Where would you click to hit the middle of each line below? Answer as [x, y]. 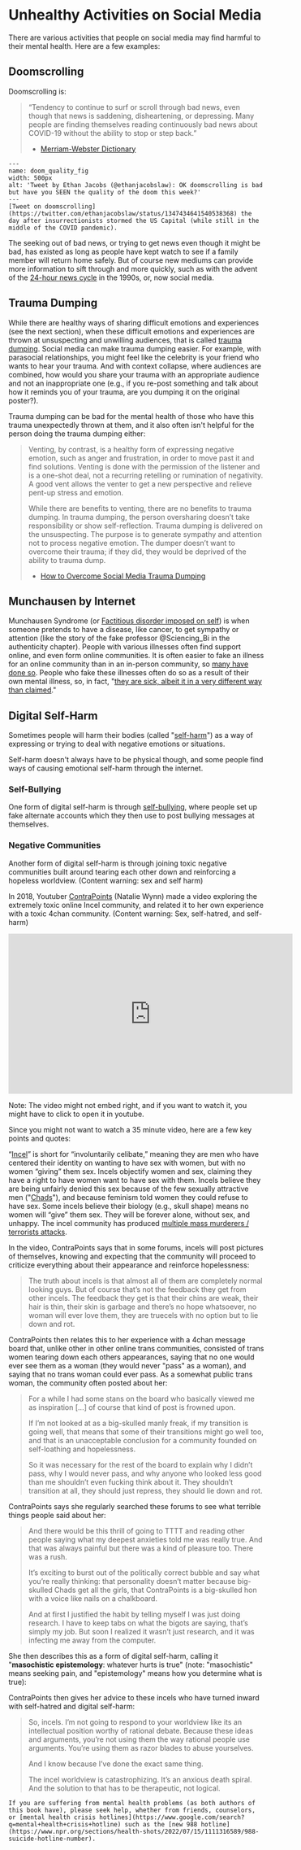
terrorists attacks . [38, 1232]
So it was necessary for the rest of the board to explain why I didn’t [140, 1464]
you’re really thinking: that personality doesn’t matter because [132, 1581]
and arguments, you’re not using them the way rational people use [139, 1739]
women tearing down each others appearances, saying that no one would [131, 1357]
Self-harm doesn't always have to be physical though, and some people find [136, 760]
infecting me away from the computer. [92, 1640]
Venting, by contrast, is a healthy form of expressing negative [131, 449]
